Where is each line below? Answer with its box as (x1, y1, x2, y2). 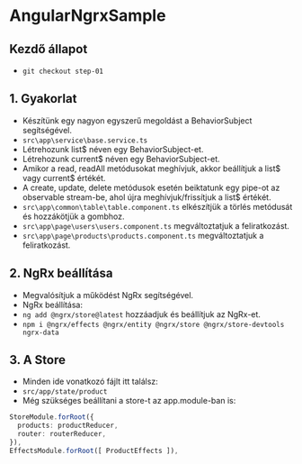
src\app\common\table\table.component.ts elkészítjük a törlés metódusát (22, 201, 293, 212)
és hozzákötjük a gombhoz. (22, 211, 125, 222)
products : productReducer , (17, 421, 119, 431)
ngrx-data (22, 328, 60, 337)
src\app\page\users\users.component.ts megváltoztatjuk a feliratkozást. (22, 220, 290, 231)
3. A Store (9, 352, 66, 368)
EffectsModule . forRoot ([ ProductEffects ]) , (9, 446, 179, 455)
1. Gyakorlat (9, 91, 77, 106)
